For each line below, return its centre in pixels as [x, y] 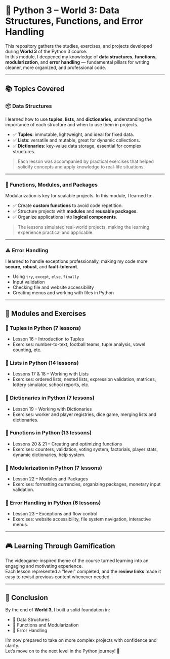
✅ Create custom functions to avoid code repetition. [68, 205]
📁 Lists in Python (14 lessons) [42, 363]
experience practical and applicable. [55, 232]
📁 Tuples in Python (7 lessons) [43, 328]
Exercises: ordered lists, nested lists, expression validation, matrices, [84, 379]
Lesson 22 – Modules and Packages [50, 479]
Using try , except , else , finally [46, 276]
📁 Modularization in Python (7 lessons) [54, 468]
